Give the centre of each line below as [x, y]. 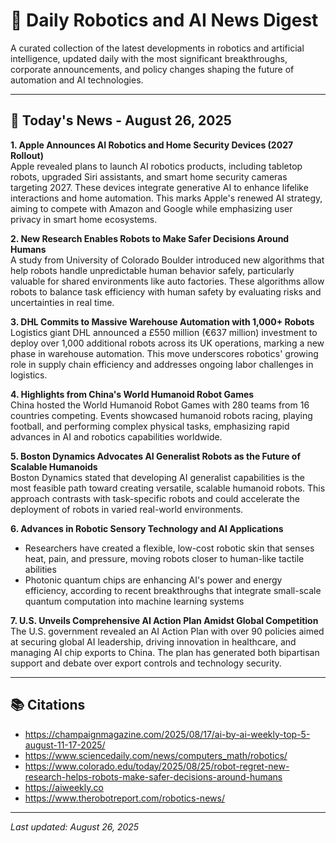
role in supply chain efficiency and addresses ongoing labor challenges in [162, 364]
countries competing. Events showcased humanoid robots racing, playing [161, 415]
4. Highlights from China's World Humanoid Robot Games [132, 394]
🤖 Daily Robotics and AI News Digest [164, 20]
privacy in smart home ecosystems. [84, 219]
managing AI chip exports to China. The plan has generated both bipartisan [165, 652]
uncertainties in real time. [62, 302]
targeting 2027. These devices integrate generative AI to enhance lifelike [159, 187]
